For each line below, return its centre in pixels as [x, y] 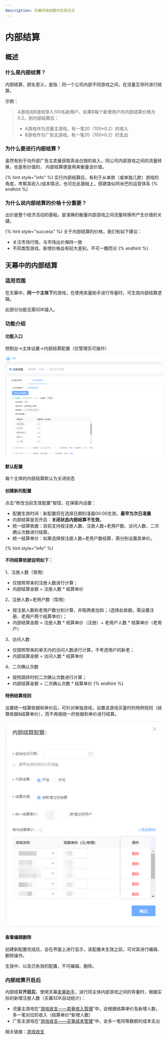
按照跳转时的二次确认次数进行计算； [49, 677]
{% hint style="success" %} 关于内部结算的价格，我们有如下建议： [74, 232]
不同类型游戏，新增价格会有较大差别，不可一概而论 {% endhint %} [80, 248]
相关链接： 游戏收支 [25, 1032]
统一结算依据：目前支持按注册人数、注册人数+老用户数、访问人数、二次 [86, 526]
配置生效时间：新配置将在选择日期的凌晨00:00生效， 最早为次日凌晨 [82, 513]
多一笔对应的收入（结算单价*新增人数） [53, 1015]
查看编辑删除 [18, 937]
